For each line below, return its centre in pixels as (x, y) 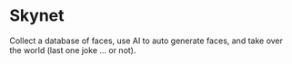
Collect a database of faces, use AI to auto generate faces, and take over (146, 41)
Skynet (37, 16)
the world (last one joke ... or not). (73, 50)
